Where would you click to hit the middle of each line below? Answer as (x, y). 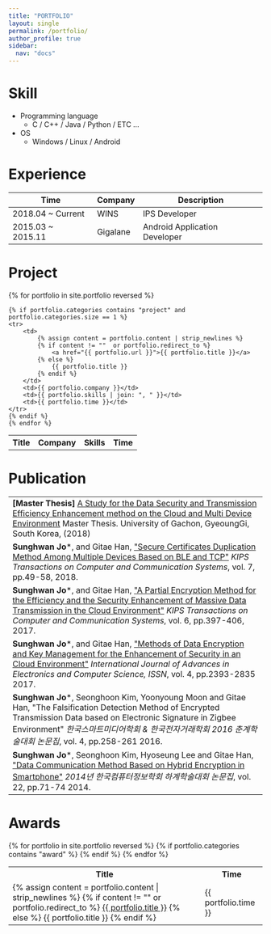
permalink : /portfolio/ (48, 31)
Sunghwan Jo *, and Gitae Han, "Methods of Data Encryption (128, 644)
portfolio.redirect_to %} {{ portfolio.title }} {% (96, 907)
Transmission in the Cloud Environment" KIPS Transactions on (130, 610)
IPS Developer (170, 213)
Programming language (59, 116)
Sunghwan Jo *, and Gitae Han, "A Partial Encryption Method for (134, 590)
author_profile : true (45, 38)
